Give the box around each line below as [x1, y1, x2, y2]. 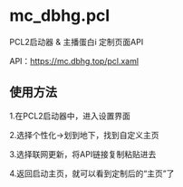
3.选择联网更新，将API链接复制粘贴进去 [9, 148, 157, 159]
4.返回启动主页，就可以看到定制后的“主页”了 [9, 168, 175, 179]
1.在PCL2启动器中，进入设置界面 [9, 110, 131, 121]
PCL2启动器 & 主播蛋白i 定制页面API [9, 36, 144, 47]
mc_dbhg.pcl [9, 5, 111, 26]
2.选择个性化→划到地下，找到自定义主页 [9, 129, 159, 140]
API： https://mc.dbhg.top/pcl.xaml [9, 55, 139, 66]
